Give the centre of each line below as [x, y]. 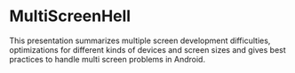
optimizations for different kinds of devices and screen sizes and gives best [147, 49]
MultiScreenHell [70, 16]
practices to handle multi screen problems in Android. [108, 59]
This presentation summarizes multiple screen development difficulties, [140, 40]
